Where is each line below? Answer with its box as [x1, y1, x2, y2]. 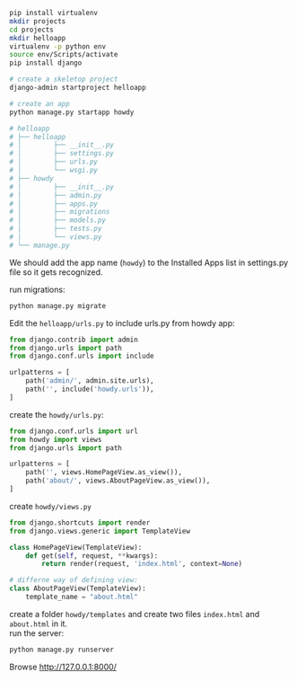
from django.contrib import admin [9, 335, 139, 344]
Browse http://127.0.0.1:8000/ [9, 661, 117, 672]
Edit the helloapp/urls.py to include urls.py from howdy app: [9, 317, 235, 328]
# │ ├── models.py [9, 216, 106, 225]
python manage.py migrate [9, 301, 106, 310]
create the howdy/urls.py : [9, 409, 104, 420]
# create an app [9, 99, 70, 108]
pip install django [9, 58, 83, 67]
